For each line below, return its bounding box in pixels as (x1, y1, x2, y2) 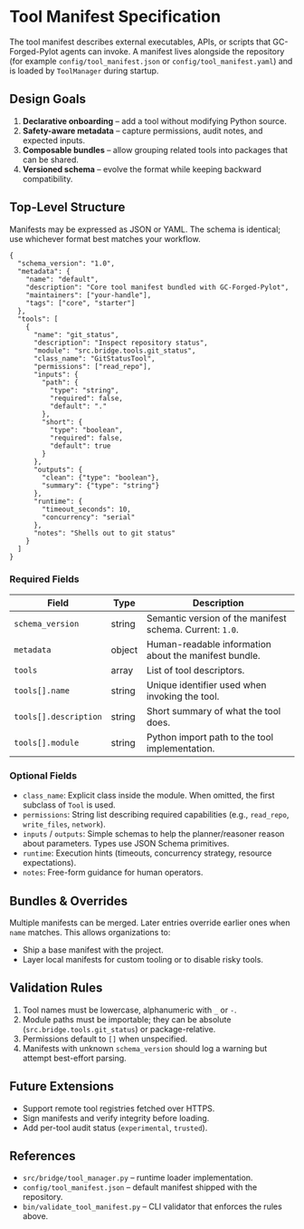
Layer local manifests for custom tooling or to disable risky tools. (22, 953, 264, 964)
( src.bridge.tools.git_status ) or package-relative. (22, 1023, 216, 1034)
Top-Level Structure (9, 199, 126, 215)
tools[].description (14, 711, 102, 721)
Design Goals (9, 92, 86, 107)
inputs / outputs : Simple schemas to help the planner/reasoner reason (22, 828, 285, 839)
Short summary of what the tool (146, 704, 281, 717)
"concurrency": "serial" (42, 512, 136, 522)
